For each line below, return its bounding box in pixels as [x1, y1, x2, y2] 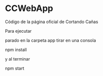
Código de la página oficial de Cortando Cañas [5, 19, 98, 25]
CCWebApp [5, 3, 53, 14]
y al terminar [5, 56, 30, 62]
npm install [5, 47, 27, 52]
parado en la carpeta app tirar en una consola [5, 37, 96, 43]
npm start [5, 65, 25, 71]
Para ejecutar [5, 28, 32, 34]
